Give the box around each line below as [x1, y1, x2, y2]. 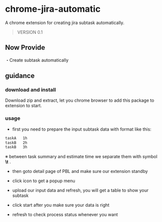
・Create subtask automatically [5, 57, 69, 63]
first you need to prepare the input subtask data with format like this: [12, 126, 152, 132]
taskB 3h [5, 145, 28, 150]
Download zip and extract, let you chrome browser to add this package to [5, 97, 154, 104]
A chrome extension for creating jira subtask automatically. [5, 20, 125, 26]
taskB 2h [5, 140, 28, 145]
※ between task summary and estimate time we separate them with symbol [5, 154, 158, 160]
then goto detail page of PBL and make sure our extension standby [12, 168, 148, 174]
